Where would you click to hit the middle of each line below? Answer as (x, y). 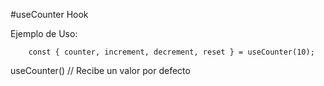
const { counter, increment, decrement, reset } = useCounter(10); (171, 52)
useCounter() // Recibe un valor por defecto (100, 70)
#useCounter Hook (49, 14)
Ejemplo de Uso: (44, 33)
